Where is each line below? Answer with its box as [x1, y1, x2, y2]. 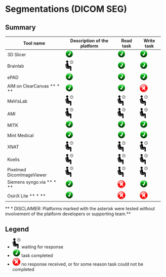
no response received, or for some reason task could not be [21, 261, 144, 267]
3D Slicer [7, 52, 26, 58]
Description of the [70, 38, 109, 43]
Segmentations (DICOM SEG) [5, 3, 127, 15]
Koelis [7, 157, 20, 162]
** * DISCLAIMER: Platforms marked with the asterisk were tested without [5, 205, 155, 211]
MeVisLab [7, 98, 28, 104]
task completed [21, 253, 53, 259]
